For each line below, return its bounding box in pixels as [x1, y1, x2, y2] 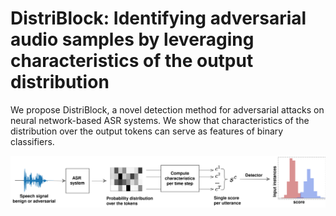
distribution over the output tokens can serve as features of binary [10, 125, 284, 137]
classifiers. [10, 135, 55, 147]
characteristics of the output [10, 50, 254, 72]
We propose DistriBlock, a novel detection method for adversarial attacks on [10, 103, 325, 116]
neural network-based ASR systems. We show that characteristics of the [10, 114, 310, 126]
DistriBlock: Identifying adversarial [10, 7, 307, 30]
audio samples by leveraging [10, 28, 255, 51]
